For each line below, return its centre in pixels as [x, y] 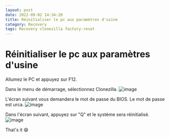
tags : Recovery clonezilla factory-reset [50, 29]
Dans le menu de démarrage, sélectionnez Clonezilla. [61, 89]
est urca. [15, 105]
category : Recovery [26, 24]
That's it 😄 [17, 130]
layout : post [19, 10]
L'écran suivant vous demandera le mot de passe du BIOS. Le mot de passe [85, 99]
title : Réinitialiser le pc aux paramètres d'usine [61, 19]
